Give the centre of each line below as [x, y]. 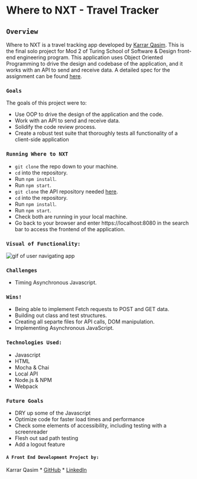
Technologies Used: [34, 343]
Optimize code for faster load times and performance [80, 419]
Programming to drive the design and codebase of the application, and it [95, 64]
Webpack [26, 386]
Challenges [22, 270]
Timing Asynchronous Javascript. [56, 283]
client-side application [42, 140]
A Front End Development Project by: [53, 457]
